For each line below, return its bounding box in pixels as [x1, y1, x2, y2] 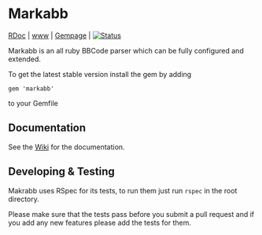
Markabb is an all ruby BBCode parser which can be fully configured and [8, 46, 244, 55]
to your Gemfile [8, 98, 59, 108]
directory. [8, 194, 39, 204]
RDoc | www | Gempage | [8, 31, 91, 40]
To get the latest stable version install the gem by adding [8, 69, 192, 79]
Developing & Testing [8, 165, 116, 178]
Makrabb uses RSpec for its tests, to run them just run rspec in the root [8, 185, 238, 195]
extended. [8, 54, 41, 64]
